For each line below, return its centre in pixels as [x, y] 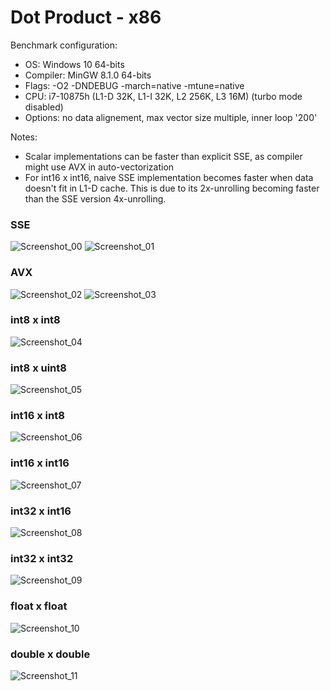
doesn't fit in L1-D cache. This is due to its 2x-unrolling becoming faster [172, 188]
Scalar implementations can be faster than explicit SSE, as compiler [163, 156]
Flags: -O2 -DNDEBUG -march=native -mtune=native [134, 85]
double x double [50, 654]
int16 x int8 [37, 416]
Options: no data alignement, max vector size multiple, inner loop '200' [171, 117]
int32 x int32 [42, 558]
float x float [39, 606]
